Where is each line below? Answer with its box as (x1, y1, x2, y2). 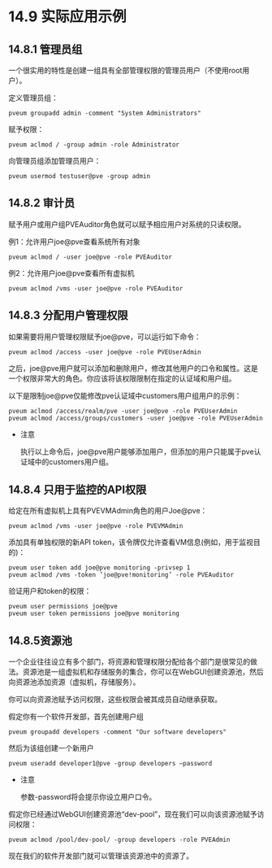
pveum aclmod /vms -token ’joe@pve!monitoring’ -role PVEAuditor (8, 571, 234, 579)
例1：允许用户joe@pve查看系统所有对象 (8, 237, 140, 246)
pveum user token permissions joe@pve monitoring (8, 609, 180, 618)
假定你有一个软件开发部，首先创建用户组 (8, 712, 144, 722)
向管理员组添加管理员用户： (8, 156, 101, 165)
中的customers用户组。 (34, 456, 114, 466)
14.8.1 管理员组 (8, 42, 83, 56)
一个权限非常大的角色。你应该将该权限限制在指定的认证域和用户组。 (8, 373, 236, 383)
